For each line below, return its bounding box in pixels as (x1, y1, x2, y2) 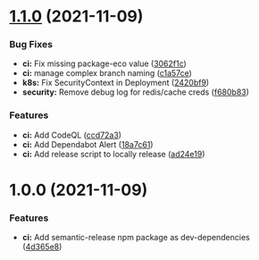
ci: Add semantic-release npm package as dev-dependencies (21, 232, 250, 243)
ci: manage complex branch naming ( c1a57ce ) (21, 68, 192, 79)
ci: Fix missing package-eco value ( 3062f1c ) (21, 58, 188, 69)
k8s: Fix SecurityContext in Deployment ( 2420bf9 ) (21, 78, 210, 88)
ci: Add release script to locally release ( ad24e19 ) (21, 148, 205, 159)
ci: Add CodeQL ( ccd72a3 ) (21, 130, 122, 140)
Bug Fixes (9, 38, 54, 51)
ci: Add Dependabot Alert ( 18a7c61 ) (21, 138, 154, 149)
